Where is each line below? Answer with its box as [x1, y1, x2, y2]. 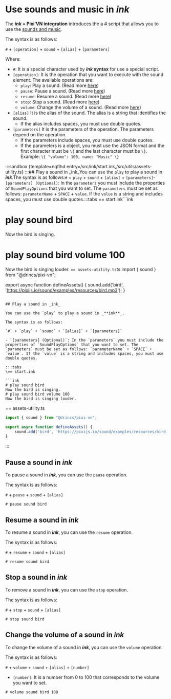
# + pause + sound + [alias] [5, 492, 63, 498]
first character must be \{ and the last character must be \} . [20, 148, 147, 154]
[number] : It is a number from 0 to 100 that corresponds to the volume [12, 674, 160, 680]
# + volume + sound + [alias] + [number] [5, 664, 90, 670]
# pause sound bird [5, 501, 47, 507]
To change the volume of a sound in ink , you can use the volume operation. [5, 644, 163, 650]
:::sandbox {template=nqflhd [5, 163, 66, 169]
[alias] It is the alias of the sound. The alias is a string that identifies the [12, 110, 166, 116]
